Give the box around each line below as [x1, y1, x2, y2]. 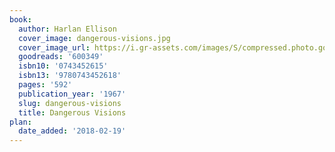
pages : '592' [18, 80, 73, 90]
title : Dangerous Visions [18, 107, 127, 118]
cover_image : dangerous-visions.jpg [18, 33, 171, 43]
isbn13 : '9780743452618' [18, 71, 122, 81]
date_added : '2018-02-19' [18, 126, 127, 136]
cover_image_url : [18, 42, 91, 53]
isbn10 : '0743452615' [18, 61, 109, 71]
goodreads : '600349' [18, 52, 104, 62]
